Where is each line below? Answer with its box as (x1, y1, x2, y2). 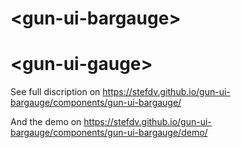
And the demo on (10, 116, 82, 128)
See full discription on (10, 86, 101, 98)
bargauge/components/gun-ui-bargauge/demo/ (10, 127, 208, 139)
